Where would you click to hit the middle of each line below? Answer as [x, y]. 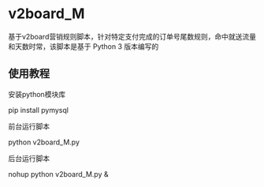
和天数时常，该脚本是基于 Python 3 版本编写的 [84, 46]
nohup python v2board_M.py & [58, 174]
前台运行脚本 [29, 126]
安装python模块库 [37, 94]
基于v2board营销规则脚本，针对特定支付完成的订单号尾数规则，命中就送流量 [132, 36]
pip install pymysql [39, 110]
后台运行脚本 [29, 158]
